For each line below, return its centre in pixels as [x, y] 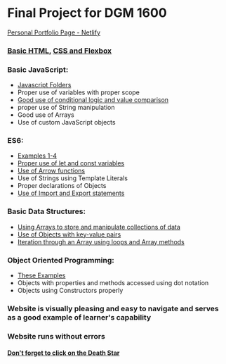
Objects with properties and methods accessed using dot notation [113, 283]
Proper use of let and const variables [71, 163]
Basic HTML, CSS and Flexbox [60, 51]
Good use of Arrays [46, 115]
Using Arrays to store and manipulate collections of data [99, 227]
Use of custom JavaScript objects [66, 123]
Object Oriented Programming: [61, 260]
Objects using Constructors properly [70, 291]
